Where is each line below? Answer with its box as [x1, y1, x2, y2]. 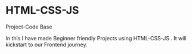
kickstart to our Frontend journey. [5, 41, 88, 48]
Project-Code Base [5, 23, 52, 30]
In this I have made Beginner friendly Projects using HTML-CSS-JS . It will [5, 34, 187, 42]
